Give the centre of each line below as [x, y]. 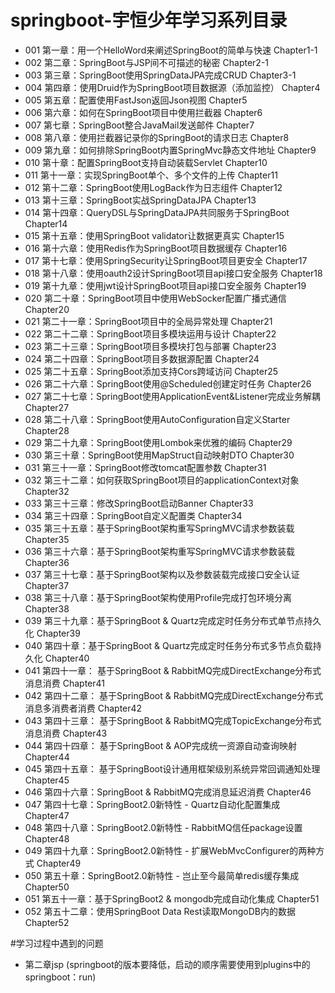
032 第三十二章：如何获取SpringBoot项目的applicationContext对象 [162, 480]
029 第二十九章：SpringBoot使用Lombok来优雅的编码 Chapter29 [158, 442]
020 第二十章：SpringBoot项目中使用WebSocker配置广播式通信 [155, 298]
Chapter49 [59, 863]
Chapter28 [47, 430]
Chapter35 [47, 539]
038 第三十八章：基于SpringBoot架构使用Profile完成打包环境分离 [158, 597]
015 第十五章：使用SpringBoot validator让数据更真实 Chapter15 [154, 235]
